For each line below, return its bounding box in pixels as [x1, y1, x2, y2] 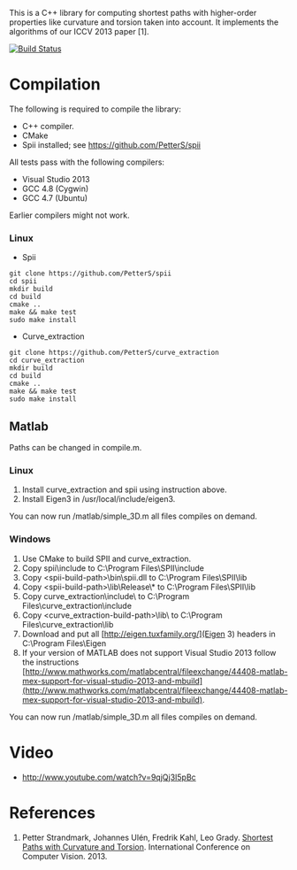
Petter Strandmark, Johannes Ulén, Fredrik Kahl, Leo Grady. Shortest [21, 832, 274, 843]
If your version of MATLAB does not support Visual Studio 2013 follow [21, 647, 277, 658]
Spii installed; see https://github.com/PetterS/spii [21, 139, 202, 150]
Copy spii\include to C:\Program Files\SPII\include [21, 562, 205, 574]
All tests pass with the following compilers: [9, 157, 165, 167]
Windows [9, 533, 51, 545]
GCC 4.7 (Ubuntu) [21, 192, 88, 203]
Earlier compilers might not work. [9, 210, 130, 220]
